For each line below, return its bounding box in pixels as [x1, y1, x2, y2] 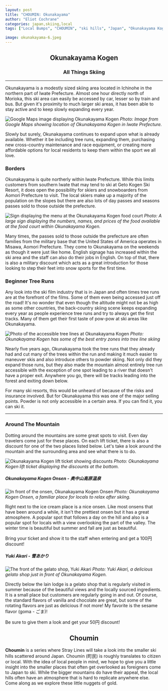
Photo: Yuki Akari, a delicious [92, 566, 153, 572]
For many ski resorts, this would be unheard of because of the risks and [5, 388, 153, 394]
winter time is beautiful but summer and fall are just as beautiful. [5, 525, 137, 531]
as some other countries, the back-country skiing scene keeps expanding [5, 305, 157, 311]
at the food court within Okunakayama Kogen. [5, 223, 101, 229]
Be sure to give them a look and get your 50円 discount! [5, 619, 120, 625]
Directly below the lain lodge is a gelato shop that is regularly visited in [5, 581, 150, 587]
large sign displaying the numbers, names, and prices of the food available [5, 218, 160, 224]
